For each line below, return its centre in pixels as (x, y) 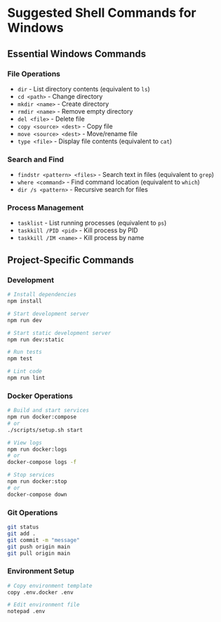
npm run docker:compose (42, 417)
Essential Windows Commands (77, 54)
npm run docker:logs (38, 449)
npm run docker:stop (38, 482)
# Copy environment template (50, 585)
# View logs (25, 443)
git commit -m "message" (43, 540)
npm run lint (26, 378)
